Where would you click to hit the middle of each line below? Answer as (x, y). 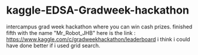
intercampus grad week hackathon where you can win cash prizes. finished (99, 27)
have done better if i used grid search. (53, 46)
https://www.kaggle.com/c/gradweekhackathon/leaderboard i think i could (98, 39)
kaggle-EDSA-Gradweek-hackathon (98, 10)
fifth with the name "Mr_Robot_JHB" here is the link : (71, 33)
